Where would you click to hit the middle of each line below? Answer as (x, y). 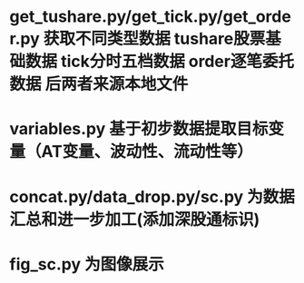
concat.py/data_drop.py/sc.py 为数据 (152, 196)
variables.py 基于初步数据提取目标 (139, 129)
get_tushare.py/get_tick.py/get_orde (151, 17)
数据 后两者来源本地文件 (99, 84)
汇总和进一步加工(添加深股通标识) (135, 219)
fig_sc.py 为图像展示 (87, 264)
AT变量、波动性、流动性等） (147, 152)
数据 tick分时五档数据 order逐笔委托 (160, 62)
